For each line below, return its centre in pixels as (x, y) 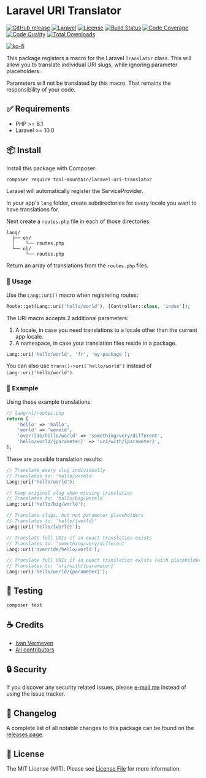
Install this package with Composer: (51, 168)
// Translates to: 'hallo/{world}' (52, 521)
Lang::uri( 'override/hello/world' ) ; (53, 549)
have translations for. (33, 210)
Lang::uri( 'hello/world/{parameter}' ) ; (57, 572)
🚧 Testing (25, 591)
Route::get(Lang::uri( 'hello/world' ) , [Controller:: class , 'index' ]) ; (98, 306)
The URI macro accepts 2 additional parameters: (67, 318)
